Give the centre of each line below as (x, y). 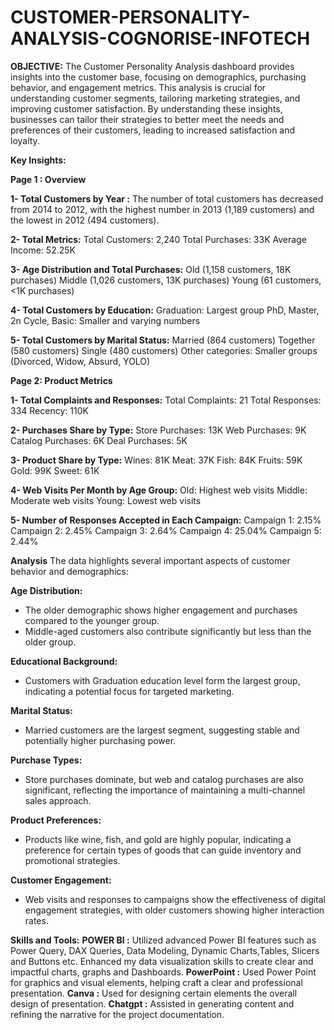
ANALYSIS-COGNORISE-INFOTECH (160, 38)
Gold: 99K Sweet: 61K (55, 470)
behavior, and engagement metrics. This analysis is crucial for (138, 87)
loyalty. (25, 140)
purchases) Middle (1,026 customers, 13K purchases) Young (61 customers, (166, 280)
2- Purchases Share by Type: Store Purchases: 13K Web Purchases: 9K (158, 430)
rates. (36, 920)
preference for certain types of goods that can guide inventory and (163, 850)
